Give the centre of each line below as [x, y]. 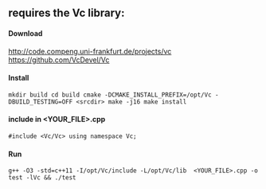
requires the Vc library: [66, 13]
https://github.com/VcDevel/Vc [59, 60]
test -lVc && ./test [43, 178]
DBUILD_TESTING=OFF [41, 102]
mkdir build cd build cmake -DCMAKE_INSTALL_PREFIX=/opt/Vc [110, 95]
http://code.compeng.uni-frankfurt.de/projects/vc [90, 51]
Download [25, 33]
